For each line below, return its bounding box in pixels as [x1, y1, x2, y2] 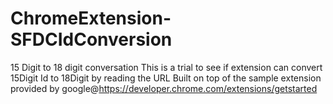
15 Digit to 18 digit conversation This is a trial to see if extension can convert [10, 61, 323, 73]
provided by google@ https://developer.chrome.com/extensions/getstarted [10, 82, 318, 94]
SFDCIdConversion [10, 28, 173, 51]
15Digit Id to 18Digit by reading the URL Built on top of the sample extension [10, 72, 322, 84]
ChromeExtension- [10, 7, 172, 30]
